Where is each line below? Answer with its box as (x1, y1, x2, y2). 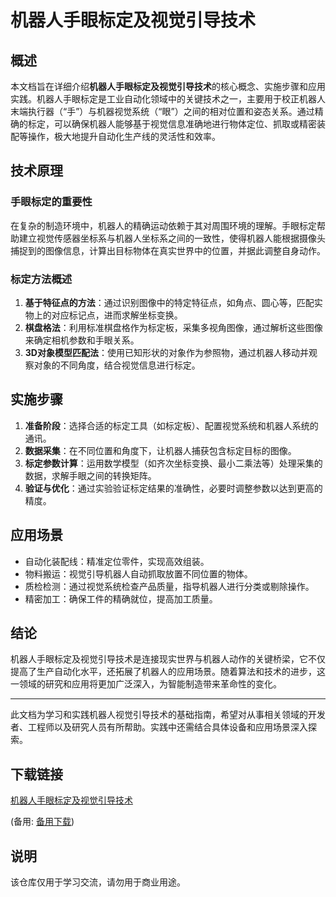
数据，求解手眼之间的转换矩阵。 (24, 469, 157, 481)
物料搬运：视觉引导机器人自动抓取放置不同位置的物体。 (24, 567, 253, 580)
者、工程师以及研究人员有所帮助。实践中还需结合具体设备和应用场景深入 (10, 721, 308, 733)
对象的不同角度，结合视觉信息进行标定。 (33, 359, 201, 371)
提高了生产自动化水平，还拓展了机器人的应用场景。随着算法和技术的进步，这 (10, 666, 326, 678)
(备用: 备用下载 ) (10, 816, 75, 828)
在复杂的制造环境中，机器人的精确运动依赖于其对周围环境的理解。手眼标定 (10, 219, 317, 231)
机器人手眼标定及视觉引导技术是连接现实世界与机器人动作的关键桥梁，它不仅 (10, 653, 326, 665)
